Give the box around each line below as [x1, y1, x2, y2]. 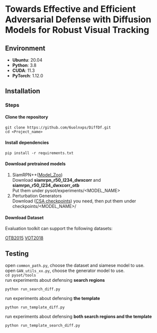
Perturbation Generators [12, 193, 62, 199]
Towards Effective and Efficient [5, 3, 136, 15]
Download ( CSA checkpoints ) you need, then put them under [12, 198, 136, 204]
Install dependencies [5, 139, 49, 146]
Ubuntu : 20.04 [12, 57, 43, 63]
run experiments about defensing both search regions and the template [5, 313, 152, 319]
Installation [5, 87, 40, 96]
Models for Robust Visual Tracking [5, 25, 149, 35]
